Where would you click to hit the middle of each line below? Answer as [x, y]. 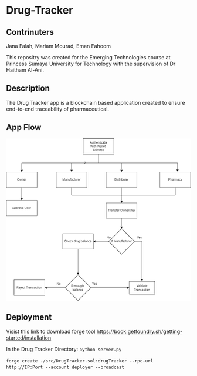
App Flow [24, 127]
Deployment [29, 317]
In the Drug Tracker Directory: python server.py [64, 349]
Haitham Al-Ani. [25, 70]
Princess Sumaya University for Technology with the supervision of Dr [91, 64]
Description [28, 89]
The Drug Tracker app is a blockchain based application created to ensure [96, 102]
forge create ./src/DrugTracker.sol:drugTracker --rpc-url [80, 361]
